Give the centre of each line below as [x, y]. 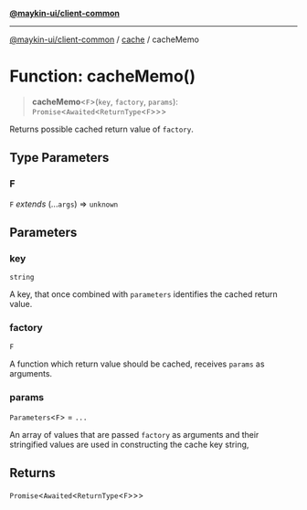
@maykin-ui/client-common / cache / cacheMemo [104, 39]
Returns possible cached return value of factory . [101, 129]
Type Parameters [59, 158]
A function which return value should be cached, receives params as [137, 364]
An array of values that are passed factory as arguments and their [134, 434]
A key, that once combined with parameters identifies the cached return [143, 294]
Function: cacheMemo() [103, 76]
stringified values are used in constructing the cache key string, [129, 444]
